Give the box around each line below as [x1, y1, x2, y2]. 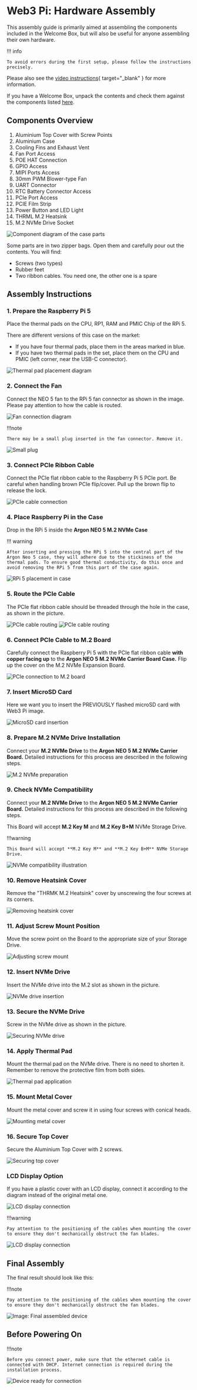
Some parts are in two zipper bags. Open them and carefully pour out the [6, 242, 185, 249]
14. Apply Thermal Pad [6, 1047, 73, 1055]
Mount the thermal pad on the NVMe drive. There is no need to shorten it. [6, 1060, 185, 1067]
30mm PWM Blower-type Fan [15, 175, 87, 182]
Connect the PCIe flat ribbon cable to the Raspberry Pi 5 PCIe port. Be [6, 474, 177, 481]
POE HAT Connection [15, 156, 67, 163]
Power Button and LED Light [15, 206, 84, 214]
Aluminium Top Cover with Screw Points [15, 131, 112, 138]
